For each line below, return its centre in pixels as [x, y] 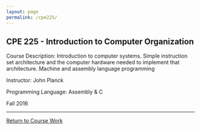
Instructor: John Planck [35, 80]
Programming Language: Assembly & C [55, 92]
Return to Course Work [34, 121]
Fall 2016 [17, 104]
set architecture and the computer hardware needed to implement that [93, 62]
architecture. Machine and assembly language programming [80, 69]
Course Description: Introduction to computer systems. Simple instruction [97, 56]
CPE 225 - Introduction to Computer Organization [100, 42]
